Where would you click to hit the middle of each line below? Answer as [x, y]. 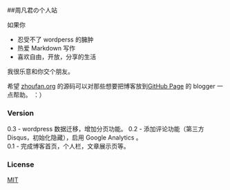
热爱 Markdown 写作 [46, 48]
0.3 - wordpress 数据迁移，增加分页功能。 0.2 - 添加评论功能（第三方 [106, 129]
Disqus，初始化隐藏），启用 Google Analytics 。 [75, 137]
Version [21, 113]
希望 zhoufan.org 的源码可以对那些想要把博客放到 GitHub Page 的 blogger [111, 86]
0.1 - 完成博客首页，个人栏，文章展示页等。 [68, 146]
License [21, 164]
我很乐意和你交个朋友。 [40, 72]
